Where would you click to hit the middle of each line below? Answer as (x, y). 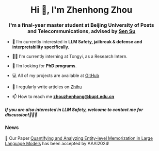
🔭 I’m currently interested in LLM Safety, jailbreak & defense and (77, 42)
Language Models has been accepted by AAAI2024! (57, 143)
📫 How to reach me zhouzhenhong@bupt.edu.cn (63, 96)
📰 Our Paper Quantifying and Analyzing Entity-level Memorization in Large (79, 138)
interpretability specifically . (40, 47)
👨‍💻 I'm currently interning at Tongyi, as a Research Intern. (70, 57)
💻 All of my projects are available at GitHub (56, 75)
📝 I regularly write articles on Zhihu (47, 87)
